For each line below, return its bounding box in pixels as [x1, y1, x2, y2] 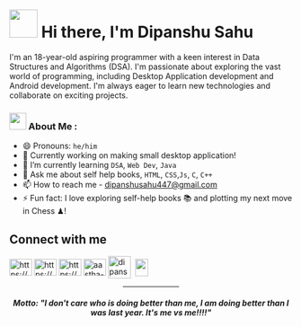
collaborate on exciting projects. [9, 90, 128, 101]
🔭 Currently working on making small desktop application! [22, 150, 236, 161]
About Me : [28, 119, 78, 132]
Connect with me [9, 232, 108, 247]
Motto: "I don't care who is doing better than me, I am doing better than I [13, 297, 289, 308]
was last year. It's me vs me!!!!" [90, 306, 212, 318]
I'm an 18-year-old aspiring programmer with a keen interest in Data [9, 51, 261, 62]
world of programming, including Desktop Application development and [9, 70, 274, 81]
